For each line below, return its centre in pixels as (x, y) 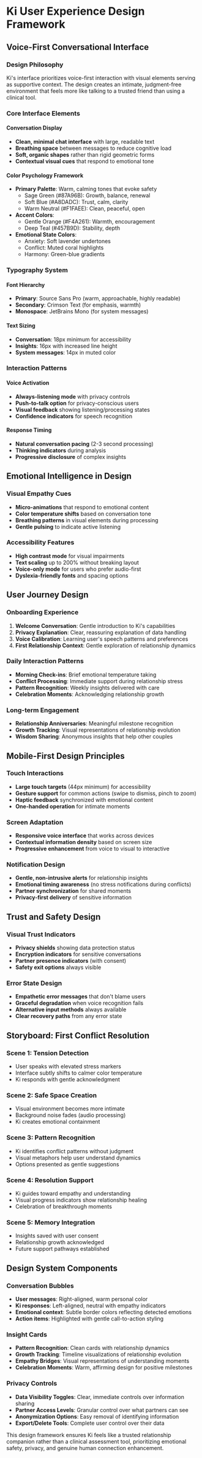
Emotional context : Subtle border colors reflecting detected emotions (103, 1312)
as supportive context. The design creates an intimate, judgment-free (94, 84)
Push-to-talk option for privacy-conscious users (77, 403)
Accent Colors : (35, 215)
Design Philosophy (35, 65)
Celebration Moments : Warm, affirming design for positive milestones (104, 1368)
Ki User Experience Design (76, 11)
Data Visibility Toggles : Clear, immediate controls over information (100, 1397)
